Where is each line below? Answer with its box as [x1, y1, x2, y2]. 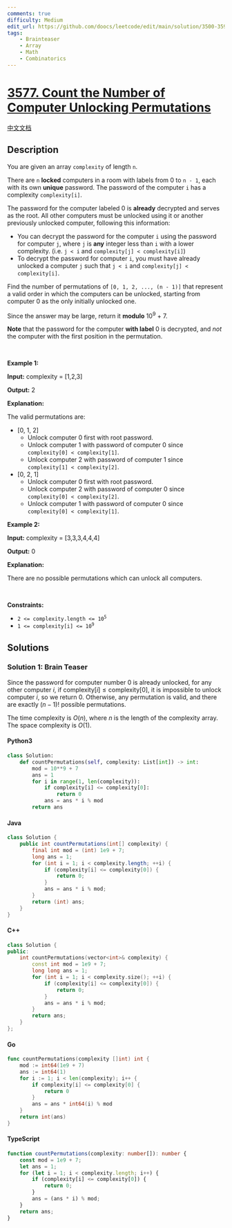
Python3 [7, 737, 32, 745]
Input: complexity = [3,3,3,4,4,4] [7, 534, 100, 542]
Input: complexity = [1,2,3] [7, 372, 83, 381]
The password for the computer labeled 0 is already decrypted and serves [7, 204, 220, 212]
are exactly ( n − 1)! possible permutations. [7, 700, 126, 708]
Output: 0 [7, 548, 36, 556]
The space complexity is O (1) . [7, 721, 92, 729]
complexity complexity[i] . [7, 190, 83, 199]
